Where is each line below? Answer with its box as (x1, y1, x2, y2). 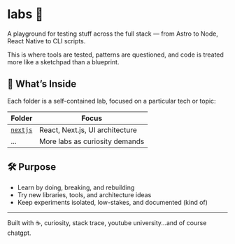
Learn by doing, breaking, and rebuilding (17, 183, 135, 192)
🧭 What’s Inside (7, 78, 77, 90)
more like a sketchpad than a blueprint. (7, 57, 120, 66)
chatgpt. (7, 229, 31, 237)
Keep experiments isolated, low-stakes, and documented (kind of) (17, 198, 208, 206)
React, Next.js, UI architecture (39, 125, 138, 135)
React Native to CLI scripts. (7, 36, 86, 45)
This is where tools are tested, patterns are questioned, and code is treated (7, 50, 224, 59)
